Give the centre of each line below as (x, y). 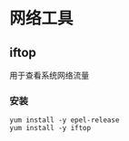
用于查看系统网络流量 (49, 75)
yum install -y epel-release (64, 120)
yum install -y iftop (50, 128)
